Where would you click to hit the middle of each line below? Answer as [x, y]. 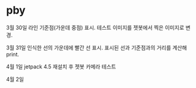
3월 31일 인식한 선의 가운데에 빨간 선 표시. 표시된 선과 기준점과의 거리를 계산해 [97, 48]
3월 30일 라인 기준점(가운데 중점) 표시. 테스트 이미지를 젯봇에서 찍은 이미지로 [95, 27]
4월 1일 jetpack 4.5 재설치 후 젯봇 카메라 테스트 [61, 67]
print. [13, 54]
